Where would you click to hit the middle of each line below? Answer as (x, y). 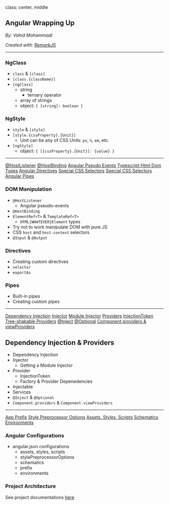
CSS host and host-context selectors (51, 232)
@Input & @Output (30, 237)
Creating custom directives (40, 262)
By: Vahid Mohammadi (29, 35)
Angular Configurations (35, 436)
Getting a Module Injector (46, 365)
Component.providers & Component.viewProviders (63, 403)
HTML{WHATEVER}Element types (50, 221)
